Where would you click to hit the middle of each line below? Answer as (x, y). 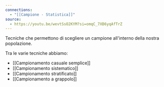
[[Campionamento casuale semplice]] (51, 63)
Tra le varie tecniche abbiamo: (36, 53)
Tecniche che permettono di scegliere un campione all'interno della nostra (82, 38)
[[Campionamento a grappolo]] (45, 79)
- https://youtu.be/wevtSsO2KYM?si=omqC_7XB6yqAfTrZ (66, 24)
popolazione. (19, 44)
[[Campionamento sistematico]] (45, 68)
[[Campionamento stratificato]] (45, 74)
